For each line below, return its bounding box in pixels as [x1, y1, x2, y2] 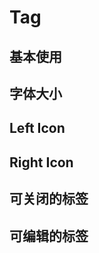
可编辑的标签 [9, 227, 89, 245]
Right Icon [9, 154, 74, 171]
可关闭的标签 [9, 191, 89, 208]
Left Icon [9, 120, 66, 137]
